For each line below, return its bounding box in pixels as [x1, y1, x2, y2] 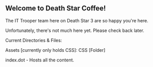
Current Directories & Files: [5, 37, 62, 43]
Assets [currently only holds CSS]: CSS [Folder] [5, 47, 106, 53]
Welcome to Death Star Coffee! [5, 4, 106, 13]
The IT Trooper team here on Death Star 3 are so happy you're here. [5, 17, 149, 23]
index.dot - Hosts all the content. [5, 57, 74, 63]
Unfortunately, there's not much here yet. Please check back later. [5, 27, 144, 33]
